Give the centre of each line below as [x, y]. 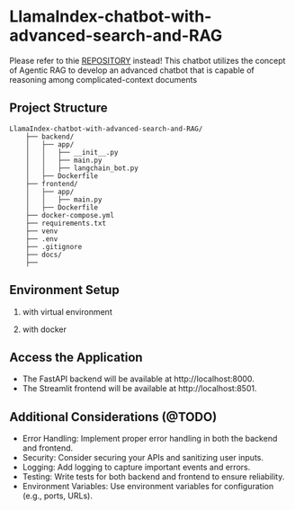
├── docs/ [44, 255]
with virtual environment [67, 311]
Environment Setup [64, 290]
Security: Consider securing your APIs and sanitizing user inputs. [143, 458]
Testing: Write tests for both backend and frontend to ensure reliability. [153, 477]
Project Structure [58, 108]
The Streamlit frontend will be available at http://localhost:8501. [139, 389]
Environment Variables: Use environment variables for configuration [148, 487]
